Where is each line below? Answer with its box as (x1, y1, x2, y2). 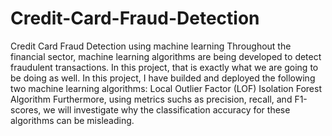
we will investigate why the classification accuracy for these (43, 103, 291, 116)
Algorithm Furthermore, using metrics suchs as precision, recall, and (10, 93, 293, 105)
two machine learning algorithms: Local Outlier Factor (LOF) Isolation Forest (10, 82, 322, 94)
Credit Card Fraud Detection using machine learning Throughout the (10, 40, 292, 52)
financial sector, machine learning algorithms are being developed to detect (10, 50, 322, 62)
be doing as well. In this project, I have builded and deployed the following (10, 72, 316, 84)
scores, (10, 103, 42, 116)
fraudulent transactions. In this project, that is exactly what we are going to (10, 61, 319, 73)
